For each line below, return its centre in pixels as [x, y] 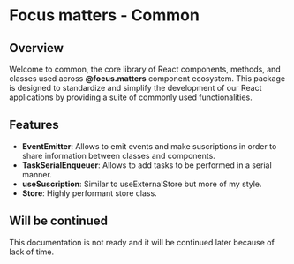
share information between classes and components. [119, 155]
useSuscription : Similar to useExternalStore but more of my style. [142, 184]
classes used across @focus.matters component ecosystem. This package [147, 79]
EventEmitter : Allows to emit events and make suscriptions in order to [149, 146]
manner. [37, 174]
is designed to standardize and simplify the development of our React [136, 88]
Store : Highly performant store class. [89, 193]
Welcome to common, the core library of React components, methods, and [145, 69]
